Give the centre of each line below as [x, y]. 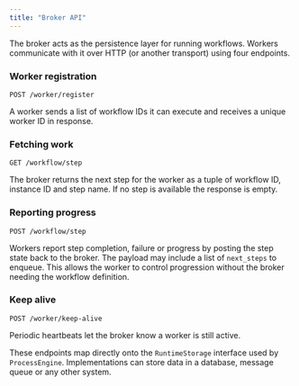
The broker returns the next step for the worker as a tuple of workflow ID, [145, 180]
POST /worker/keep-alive [56, 319]
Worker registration [53, 76]
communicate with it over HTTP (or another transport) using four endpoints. [150, 53]
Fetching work [41, 144]
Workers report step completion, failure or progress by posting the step [142, 247]
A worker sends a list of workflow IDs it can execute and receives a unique [148, 111]
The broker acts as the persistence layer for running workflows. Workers [144, 43]
